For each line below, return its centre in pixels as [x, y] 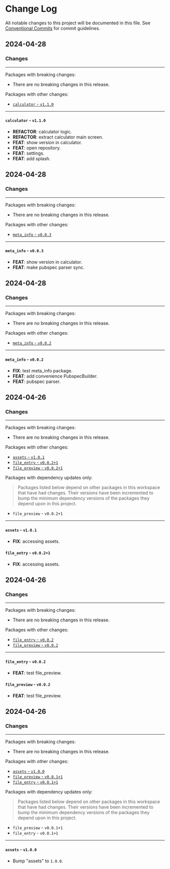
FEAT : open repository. [36, 148]
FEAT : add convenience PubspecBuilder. [55, 376]
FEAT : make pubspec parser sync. [49, 267]
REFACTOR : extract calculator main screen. [58, 137]
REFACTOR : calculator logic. [42, 131]
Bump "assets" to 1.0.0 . [38, 861]
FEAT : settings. [28, 153]
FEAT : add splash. [31, 158]
